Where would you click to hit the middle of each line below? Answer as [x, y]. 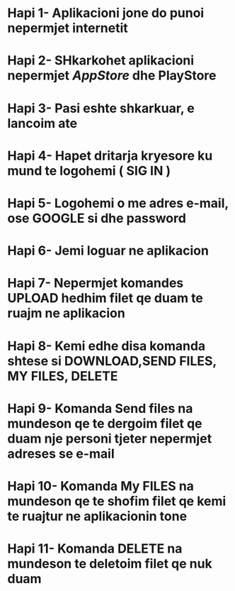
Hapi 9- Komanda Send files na [100, 408]
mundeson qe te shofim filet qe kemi [117, 501]
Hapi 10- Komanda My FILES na [101, 486]
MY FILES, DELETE [63, 376]
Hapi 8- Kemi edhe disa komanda [107, 346]
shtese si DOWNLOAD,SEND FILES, [112, 361]
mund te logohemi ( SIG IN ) [89, 171]
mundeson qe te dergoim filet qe [105, 423]
